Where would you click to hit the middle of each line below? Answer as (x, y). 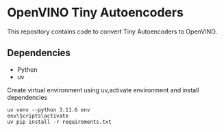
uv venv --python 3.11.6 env (49, 110)
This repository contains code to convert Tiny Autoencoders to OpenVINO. (112, 31)
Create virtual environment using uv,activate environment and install (103, 90)
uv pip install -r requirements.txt (59, 122)
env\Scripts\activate (38, 116)
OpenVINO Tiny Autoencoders (95, 13)
